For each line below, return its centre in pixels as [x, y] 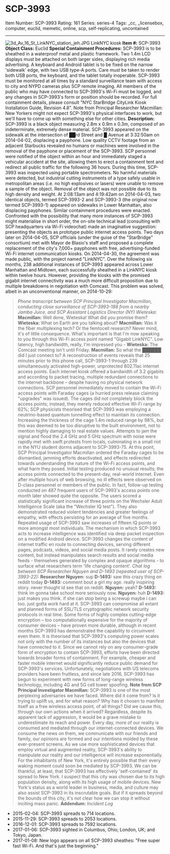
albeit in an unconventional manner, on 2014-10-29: [59, 291]
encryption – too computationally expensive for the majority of [82, 620]
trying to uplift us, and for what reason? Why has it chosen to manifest [91, 701]
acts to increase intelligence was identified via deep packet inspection [91, 533]
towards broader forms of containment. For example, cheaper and [87, 658]
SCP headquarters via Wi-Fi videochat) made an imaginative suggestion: [81, 226]
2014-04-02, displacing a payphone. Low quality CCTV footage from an [80, 140]
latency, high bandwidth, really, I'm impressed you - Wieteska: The [88, 344]
